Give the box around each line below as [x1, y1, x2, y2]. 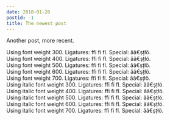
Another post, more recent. [6, 37, 74, 44]
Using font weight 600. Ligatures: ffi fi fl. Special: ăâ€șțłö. [6, 68, 151, 76]
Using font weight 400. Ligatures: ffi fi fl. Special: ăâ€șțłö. [6, 55, 151, 63]
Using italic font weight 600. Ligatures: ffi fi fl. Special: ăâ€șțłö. [6, 101, 165, 108]
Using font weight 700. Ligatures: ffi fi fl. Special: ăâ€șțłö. [6, 74, 151, 82]
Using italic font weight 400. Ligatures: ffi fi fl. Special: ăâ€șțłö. [6, 88, 165, 95]
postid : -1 [6, 15, 34, 21]
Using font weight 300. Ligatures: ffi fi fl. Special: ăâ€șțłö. [6, 49, 151, 56]
